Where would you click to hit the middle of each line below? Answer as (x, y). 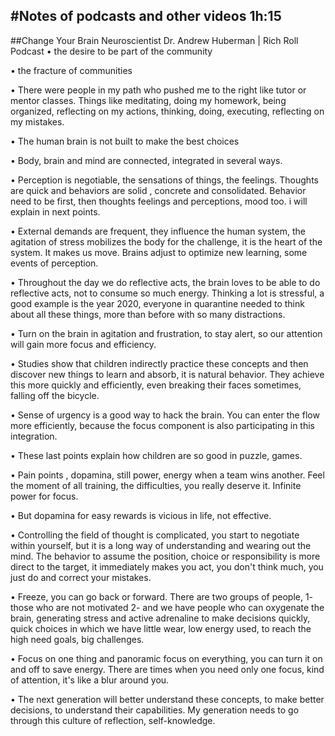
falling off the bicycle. (55, 395)
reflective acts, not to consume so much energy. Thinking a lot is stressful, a (167, 293)
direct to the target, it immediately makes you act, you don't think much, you (167, 566)
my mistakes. (37, 121)
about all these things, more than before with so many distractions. (148, 314)
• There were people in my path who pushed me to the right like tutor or (158, 90)
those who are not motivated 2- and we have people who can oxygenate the (167, 607)
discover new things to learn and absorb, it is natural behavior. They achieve (167, 374)
